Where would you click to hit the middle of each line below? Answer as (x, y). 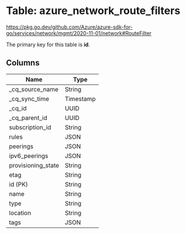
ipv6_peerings (29, 156)
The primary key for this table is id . (48, 44)
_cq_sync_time (29, 99)
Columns (23, 63)
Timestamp (80, 99)
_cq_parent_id (28, 118)
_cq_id (18, 108)
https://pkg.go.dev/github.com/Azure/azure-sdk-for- (69, 27)
